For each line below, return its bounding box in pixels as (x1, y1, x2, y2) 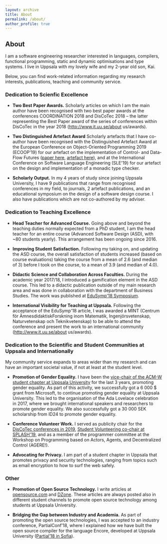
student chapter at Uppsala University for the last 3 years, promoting (12, 379, 154, 385)
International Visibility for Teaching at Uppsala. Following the (12, 302, 141, 308)
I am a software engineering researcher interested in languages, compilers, (5, 53, 160, 59)
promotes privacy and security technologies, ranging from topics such (12, 457, 157, 463)
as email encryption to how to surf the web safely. (12, 462, 116, 468)
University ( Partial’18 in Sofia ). (12, 533, 75, 539)
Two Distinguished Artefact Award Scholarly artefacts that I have (12, 133, 148, 139)
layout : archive (5, 7, 39, 12)
